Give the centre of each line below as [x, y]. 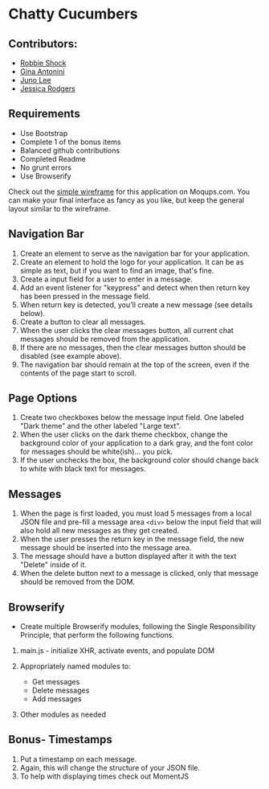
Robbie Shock [43, 63]
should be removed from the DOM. [77, 582]
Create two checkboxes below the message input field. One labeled [132, 417]
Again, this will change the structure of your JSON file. [110, 767]
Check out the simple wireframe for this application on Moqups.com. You [129, 191]
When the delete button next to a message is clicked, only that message [139, 573]
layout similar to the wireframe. [59, 208]
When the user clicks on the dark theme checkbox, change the [124, 434]
